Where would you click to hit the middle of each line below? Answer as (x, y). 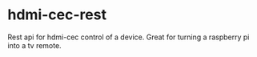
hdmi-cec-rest (57, 15)
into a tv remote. (34, 45)
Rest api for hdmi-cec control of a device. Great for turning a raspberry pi (128, 37)
